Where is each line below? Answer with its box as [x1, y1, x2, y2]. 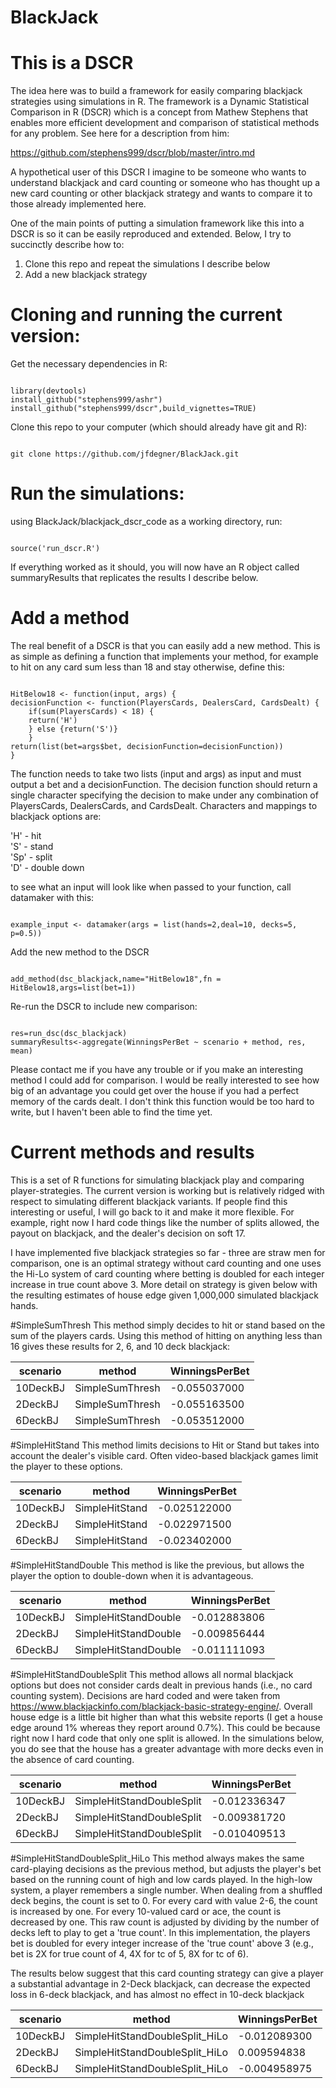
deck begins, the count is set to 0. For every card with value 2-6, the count [10, 1894, 318, 1906]
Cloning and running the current [10, 304, 283, 326]
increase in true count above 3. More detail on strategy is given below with [10, 1278, 318, 1290]
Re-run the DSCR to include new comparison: [10, 1000, 198, 1012]
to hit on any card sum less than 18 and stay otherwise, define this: [10, 661, 285, 673]
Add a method [10, 607, 130, 630]
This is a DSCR [10, 52, 134, 75]
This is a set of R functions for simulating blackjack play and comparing [10, 1174, 305, 1186]
